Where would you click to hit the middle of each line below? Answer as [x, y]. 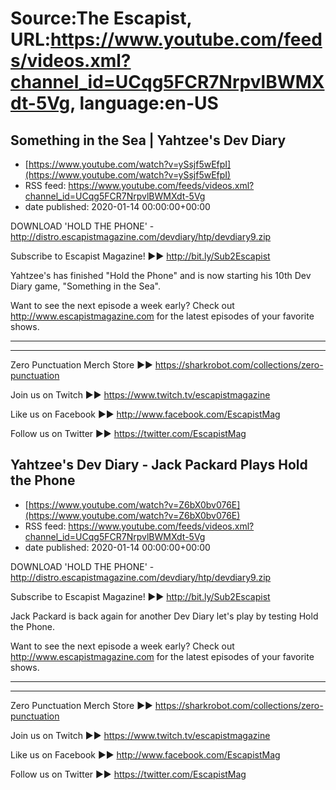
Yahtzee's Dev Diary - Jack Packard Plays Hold [159, 465]
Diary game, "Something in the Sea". [85, 286]
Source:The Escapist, [101, 18]
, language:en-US [144, 103]
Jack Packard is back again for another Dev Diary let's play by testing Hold [164, 616]
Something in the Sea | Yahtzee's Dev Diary [148, 140]
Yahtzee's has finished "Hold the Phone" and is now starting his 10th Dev [161, 275]
